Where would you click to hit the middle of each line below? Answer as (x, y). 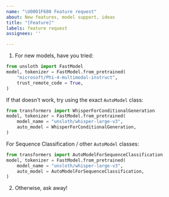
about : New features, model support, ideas (61, 17)
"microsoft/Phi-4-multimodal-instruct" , (67, 77)
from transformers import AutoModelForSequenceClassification (84, 154)
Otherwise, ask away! (41, 188)
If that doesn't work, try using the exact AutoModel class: (75, 100)
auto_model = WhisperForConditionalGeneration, (76, 127)
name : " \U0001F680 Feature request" (51, 12)
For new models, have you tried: (54, 56)
